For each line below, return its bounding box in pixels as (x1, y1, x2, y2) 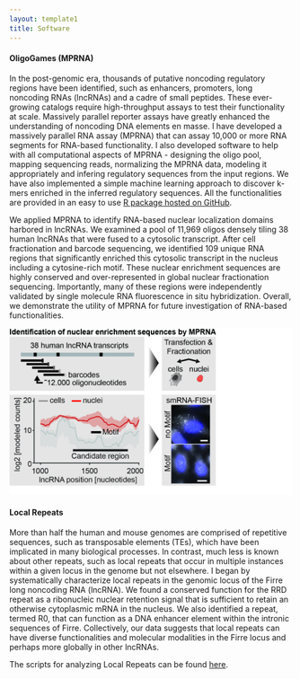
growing (9, 101, 40, 112)
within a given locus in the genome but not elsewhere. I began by (9, 565, 251, 576)
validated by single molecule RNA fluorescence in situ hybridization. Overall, (9, 290, 292, 301)
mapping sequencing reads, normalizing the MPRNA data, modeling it (9, 158, 268, 170)
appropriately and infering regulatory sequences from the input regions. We (9, 168, 289, 179)
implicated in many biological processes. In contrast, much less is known (9, 546, 279, 557)
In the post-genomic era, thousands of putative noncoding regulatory (9, 73, 266, 84)
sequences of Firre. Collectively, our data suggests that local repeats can (9, 622, 280, 633)
